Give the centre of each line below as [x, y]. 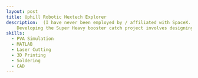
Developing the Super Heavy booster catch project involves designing [105, 28]
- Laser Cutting [31, 50]
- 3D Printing [29, 55]
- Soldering [26, 60]
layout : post [22, 11]
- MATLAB [22, 45]
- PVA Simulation [33, 39]
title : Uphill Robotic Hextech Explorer [57, 17]
